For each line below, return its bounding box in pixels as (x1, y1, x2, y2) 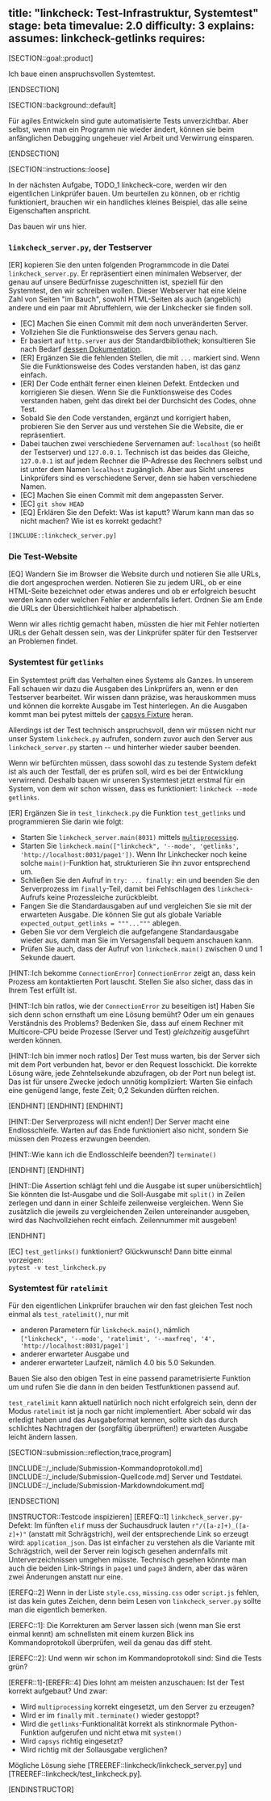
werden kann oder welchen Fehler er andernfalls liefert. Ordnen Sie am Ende (8, 595, 263, 605)
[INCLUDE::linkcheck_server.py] (8, 532, 117, 540)
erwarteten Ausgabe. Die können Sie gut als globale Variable (19, 909, 222, 919)
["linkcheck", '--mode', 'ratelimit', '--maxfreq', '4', (19, 1335, 216, 1343)
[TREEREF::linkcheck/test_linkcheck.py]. (8, 1769, 143, 1778)
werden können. (8, 1035, 63, 1045)
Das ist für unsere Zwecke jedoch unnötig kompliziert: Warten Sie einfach (8, 1077, 252, 1086)
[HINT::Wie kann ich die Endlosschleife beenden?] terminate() (8, 1149, 217, 1159)
